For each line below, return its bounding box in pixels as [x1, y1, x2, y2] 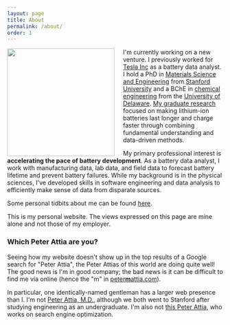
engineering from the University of [123, 92, 221, 101]
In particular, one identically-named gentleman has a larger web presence [7, 288, 216, 296]
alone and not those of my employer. [7, 220, 111, 228]
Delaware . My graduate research [123, 99, 216, 107]
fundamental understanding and [123, 129, 214, 137]
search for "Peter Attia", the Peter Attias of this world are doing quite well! [7, 260, 215, 269]
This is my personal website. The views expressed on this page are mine [7, 213, 213, 221]
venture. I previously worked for [123, 56, 214, 64]
